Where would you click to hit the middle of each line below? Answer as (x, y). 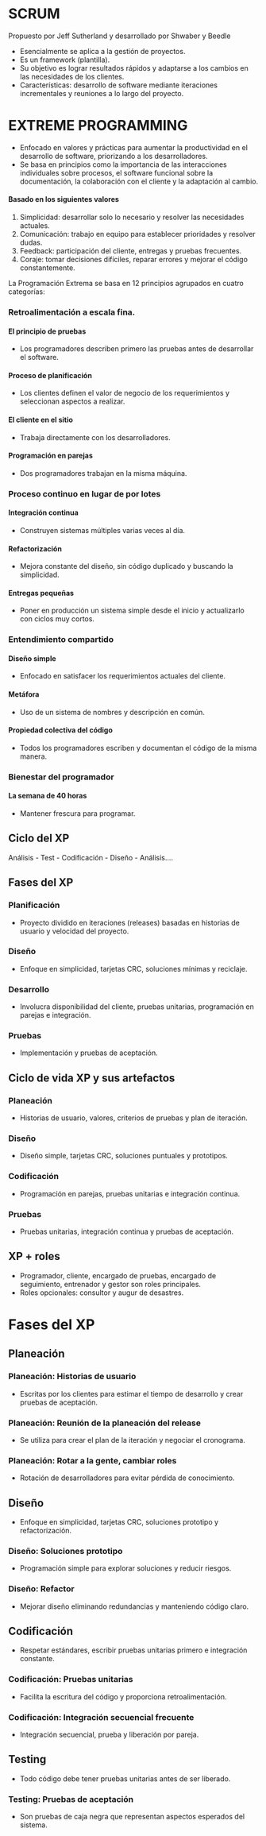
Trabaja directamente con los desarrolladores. (95, 437)
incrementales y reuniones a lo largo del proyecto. (102, 93)
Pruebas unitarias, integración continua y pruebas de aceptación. (127, 1231)
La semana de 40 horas (48, 796)
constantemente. (47, 268)
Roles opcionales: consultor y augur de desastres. (102, 1293)
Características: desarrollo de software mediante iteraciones (119, 85)
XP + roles (35, 1256)
